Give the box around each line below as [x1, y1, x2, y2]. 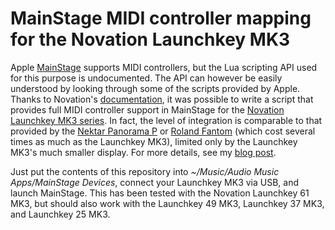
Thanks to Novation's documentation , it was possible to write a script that [10, 93, 314, 105]
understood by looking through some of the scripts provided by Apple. [10, 82, 301, 94]
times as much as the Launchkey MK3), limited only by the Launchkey [10, 135, 298, 147]
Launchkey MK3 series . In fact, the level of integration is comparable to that [10, 114, 323, 126]
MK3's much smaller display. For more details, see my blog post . [10, 146, 277, 158]
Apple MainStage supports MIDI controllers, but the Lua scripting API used [10, 61, 318, 73]
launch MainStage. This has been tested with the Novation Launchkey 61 [10, 187, 310, 199]
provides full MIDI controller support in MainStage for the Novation [10, 103, 285, 116]
